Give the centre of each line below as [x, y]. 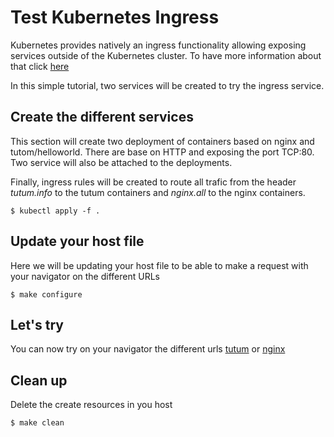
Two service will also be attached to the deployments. [121, 162]
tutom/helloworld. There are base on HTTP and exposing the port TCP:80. [162, 152]
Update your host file [77, 241]
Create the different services [102, 117]
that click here [40, 66]
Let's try [37, 324]
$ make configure [46, 294]
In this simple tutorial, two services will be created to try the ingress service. [167, 85]
